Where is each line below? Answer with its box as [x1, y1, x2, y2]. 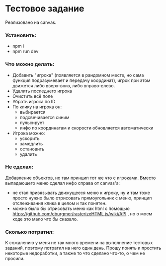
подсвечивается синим [19, 114, 70, 120]
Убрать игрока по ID [12, 98, 56, 104]
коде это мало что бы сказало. [12, 216, 78, 222]
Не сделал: [5, 163, 34, 170]
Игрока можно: [12, 130, 45, 136]
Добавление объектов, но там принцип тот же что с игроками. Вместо [5, 175, 156, 181]
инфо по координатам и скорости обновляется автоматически [19, 125, 154, 131]
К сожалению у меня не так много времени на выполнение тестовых [5, 240, 153, 246]
